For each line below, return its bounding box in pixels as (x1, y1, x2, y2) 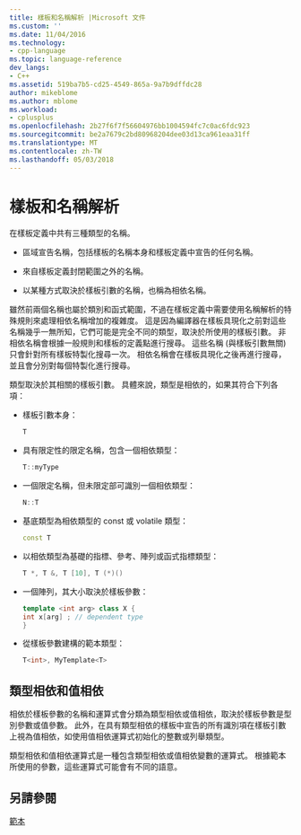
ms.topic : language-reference (9, 55, 123, 64)
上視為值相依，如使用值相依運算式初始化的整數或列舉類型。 (9, 731, 229, 742)
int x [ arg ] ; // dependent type (21, 612, 143, 621)
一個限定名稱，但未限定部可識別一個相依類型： (21, 480, 195, 491)
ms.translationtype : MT (9, 138, 99, 147)
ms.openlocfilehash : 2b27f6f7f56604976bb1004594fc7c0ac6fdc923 (9, 122, 251, 131)
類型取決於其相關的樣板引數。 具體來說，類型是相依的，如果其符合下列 (9, 379, 271, 391)
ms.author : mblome (9, 96, 78, 106)
